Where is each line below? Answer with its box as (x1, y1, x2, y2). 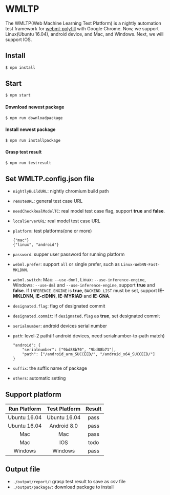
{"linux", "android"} (12, 242, 59, 247)
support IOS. (5, 36, 32, 43)
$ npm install (5, 65, 36, 70)
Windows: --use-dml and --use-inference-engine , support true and (12, 282, 155, 288)
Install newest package (5, 126, 56, 132)
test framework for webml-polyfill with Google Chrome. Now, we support (5, 25, 159, 31)
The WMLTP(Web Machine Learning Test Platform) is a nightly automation (5, 20, 161, 26)
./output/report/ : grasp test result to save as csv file (12, 478, 126, 484)
